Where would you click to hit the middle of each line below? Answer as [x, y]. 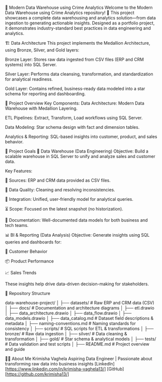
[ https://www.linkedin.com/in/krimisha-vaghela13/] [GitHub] [65, 369]
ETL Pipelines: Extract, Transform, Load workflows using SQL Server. [74, 118]
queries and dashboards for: [33, 242]
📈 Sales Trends [21, 273]
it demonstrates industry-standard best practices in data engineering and [78, 28]
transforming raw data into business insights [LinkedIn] [60, 364]
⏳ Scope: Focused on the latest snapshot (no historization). [64, 209]
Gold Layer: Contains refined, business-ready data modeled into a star [75, 88]
